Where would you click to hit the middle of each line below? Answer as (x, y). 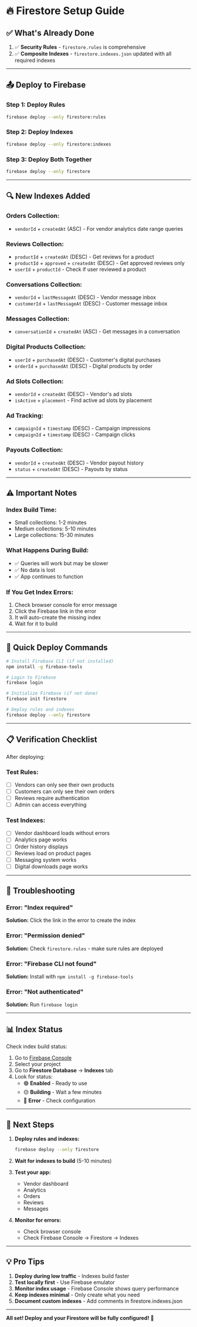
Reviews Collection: (35, 244)
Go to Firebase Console (43, 1058)
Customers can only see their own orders (64, 791)
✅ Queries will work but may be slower (61, 563)
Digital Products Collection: (46, 347)
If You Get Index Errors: (40, 592)
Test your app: (33, 1172)
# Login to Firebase (31, 677)
